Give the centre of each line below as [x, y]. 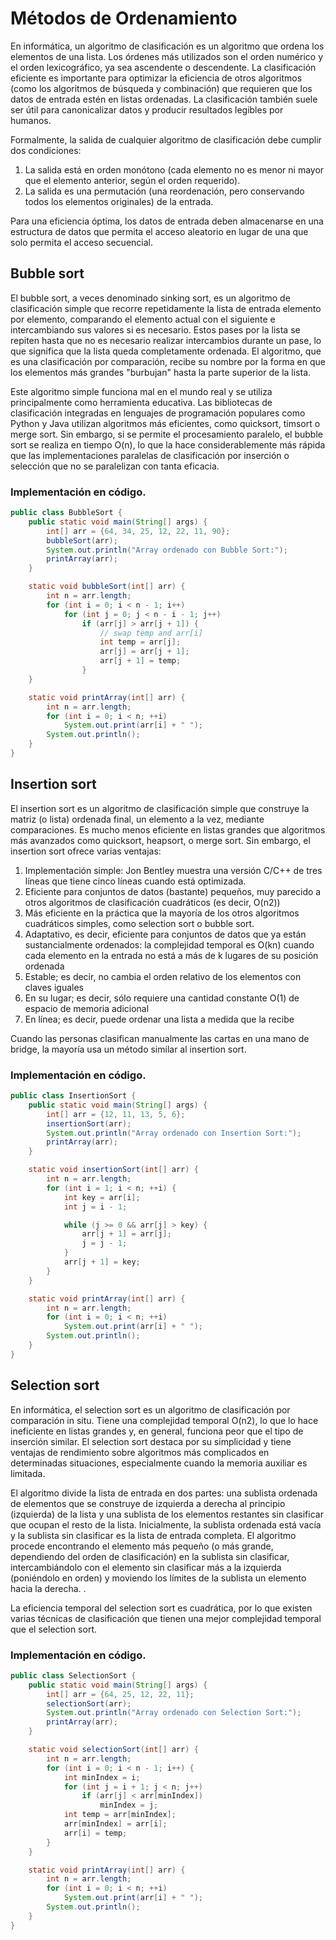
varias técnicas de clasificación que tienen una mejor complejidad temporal [166, 1618]
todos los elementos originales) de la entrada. [119, 201]
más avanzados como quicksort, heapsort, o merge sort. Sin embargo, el [160, 840]
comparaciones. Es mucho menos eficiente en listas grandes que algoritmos [168, 829]
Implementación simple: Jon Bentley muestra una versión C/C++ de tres [173, 870]
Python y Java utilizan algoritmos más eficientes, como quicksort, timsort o [165, 423]
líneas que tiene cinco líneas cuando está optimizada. [135, 881]
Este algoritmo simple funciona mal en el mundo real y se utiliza [141, 391]
